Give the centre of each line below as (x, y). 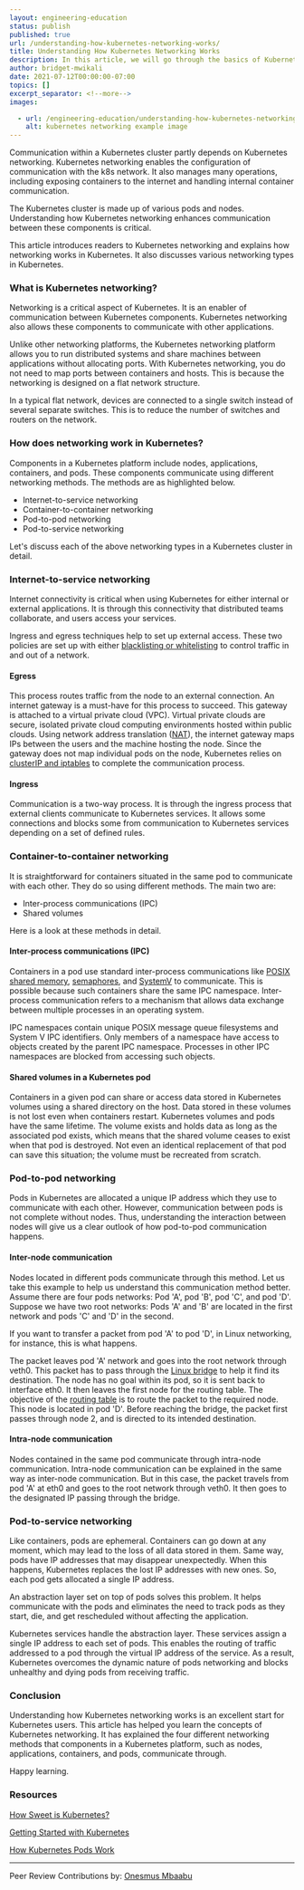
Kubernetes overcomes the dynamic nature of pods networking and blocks (149, 1663)
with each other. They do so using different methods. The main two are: (142, 886)
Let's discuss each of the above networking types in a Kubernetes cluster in (151, 546)
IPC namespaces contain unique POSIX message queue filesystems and (144, 1027)
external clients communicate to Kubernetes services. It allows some (138, 814)
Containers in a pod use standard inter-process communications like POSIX (150, 971)
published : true (40, 34)
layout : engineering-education (68, 18)
